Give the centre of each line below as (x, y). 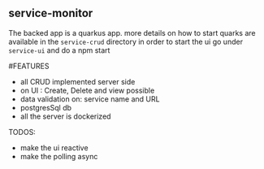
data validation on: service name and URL (90, 99)
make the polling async (59, 156)
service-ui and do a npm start (59, 50)
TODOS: (22, 132)
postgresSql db (45, 107)
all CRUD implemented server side (78, 81)
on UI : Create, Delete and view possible (87, 90)
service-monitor (51, 13)
